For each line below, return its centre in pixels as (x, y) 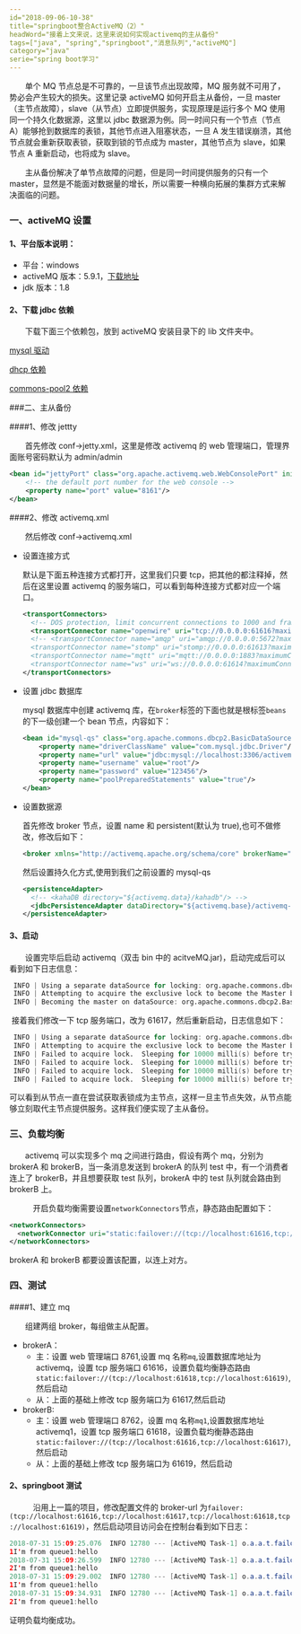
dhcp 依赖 (28, 370)
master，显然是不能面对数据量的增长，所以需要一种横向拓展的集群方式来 (144, 184)
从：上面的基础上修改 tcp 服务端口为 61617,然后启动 (130, 1399)
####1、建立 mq (39, 1306)
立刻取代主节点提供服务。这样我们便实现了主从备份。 (115, 1109)
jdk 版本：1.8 (46, 287)
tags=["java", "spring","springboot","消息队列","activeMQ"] (123, 43)
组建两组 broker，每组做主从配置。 (90, 1326)
